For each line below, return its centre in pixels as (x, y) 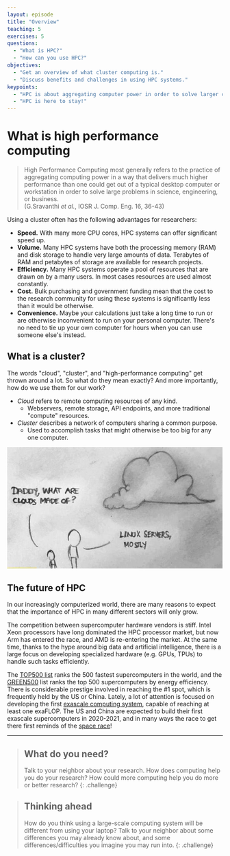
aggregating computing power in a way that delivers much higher (116, 177)
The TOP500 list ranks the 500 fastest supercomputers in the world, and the (115, 675)
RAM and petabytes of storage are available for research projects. (110, 262)
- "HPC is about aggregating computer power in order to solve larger (116, 94)
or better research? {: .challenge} (71, 785)
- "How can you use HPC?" (50, 58)
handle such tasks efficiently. (48, 662)
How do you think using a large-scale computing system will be (113, 823)
